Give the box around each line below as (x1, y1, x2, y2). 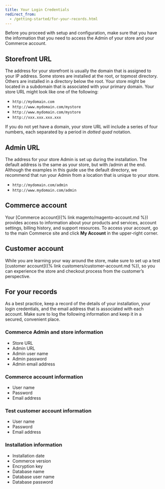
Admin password (12, 356, 47, 362)
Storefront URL (5, 55, 52, 63)
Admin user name (12, 350, 48, 356)
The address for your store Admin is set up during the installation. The (5, 157, 147, 162)
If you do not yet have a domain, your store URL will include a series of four (5, 124, 158, 130)
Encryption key (12, 463, 43, 469)
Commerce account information (5, 373, 83, 380)
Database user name (12, 474, 55, 480)
